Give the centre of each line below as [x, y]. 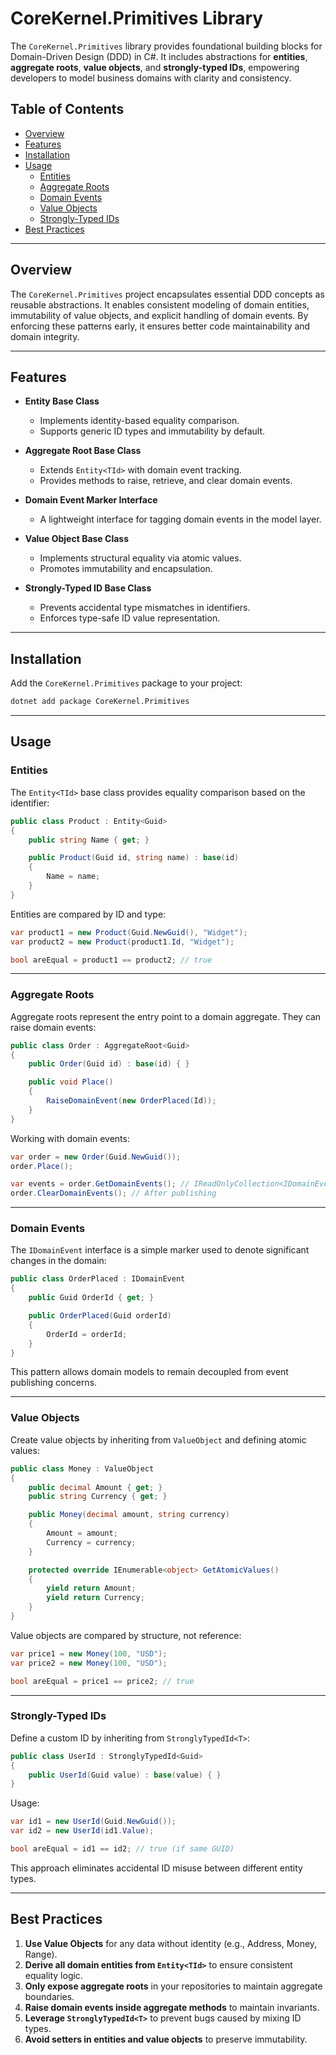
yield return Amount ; [91, 1588]
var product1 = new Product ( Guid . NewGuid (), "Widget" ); [129, 932]
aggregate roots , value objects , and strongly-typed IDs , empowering [155, 67]
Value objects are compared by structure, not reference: [126, 1635]
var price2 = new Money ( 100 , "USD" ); [89, 1663]
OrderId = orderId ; [87, 1334]
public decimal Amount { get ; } [95, 1487]
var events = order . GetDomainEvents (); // [100, 1184]
